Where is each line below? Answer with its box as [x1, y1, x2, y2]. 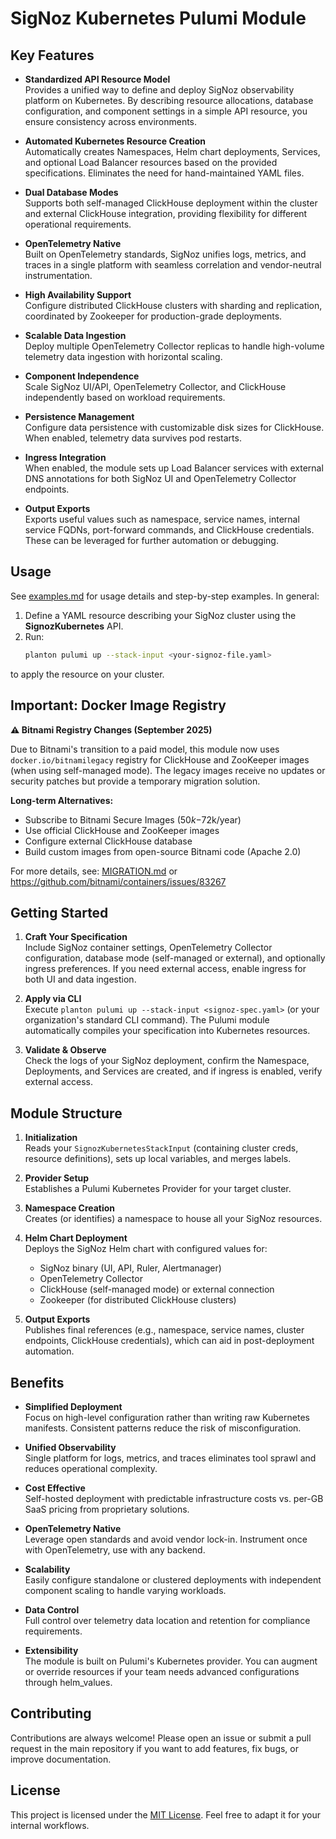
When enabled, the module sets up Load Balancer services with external [24, 462, 324, 474]
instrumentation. [24, 270, 93, 281]
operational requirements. [24, 218, 132, 230]
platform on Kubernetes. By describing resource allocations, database [24, 95, 314, 106]
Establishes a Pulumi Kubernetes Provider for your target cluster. [24, 1183, 292, 1195]
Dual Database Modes [24, 187, 119, 198]
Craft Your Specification [24, 931, 128, 943]
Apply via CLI [24, 993, 82, 1005]
